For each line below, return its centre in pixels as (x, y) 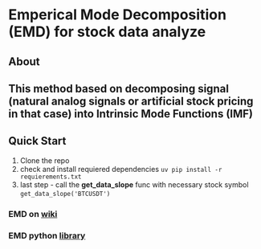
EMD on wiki (33, 214)
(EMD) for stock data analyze (107, 32)
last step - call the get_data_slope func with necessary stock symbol (134, 184)
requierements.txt (51, 177)
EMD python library (47, 235)
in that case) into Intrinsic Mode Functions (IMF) (130, 114)
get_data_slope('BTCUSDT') (65, 194)
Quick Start (37, 141)
